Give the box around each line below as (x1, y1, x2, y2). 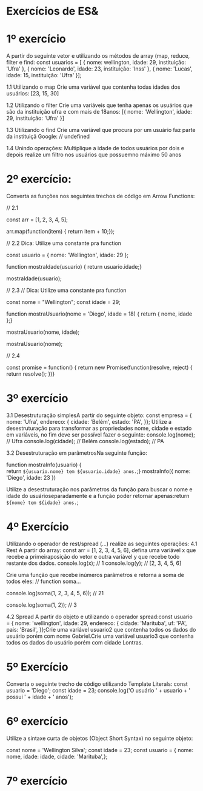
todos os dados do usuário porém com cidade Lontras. (6, 638, 144, 646)
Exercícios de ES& (6, 4, 99, 18)
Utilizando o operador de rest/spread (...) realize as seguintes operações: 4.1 (6, 540, 198, 547)
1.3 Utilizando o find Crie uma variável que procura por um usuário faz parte (6, 126, 196, 134)
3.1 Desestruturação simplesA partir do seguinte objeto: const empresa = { (6, 412, 192, 419)
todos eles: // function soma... (6, 578, 81, 585)
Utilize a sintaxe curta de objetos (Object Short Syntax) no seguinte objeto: (6, 734, 193, 742)
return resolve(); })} (6, 370, 55, 378)
